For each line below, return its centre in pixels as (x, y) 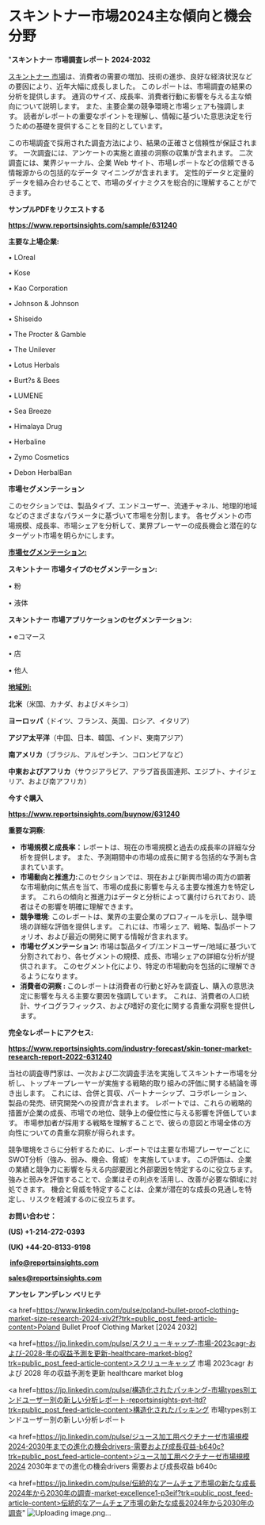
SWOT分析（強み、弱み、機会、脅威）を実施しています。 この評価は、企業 (130, 1159)
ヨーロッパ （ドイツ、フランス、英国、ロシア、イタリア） (101, 720)
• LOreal (22, 257)
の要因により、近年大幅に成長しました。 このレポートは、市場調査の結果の (131, 86)
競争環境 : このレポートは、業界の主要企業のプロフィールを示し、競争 (132, 916)
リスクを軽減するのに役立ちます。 (84, 1199)
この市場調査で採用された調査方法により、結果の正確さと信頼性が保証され (129, 143)
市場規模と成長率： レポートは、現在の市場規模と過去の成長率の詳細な (134, 847)
